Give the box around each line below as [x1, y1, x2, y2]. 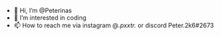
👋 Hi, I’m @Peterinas [13, 7, 73, 14]
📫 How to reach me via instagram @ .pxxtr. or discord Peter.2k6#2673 [13, 21, 214, 29]
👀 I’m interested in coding [13, 14, 87, 22]
